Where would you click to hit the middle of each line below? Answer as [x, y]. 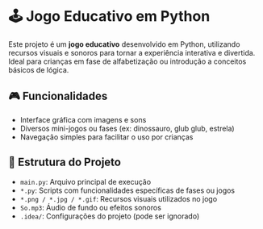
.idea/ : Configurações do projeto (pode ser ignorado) [110, 216]
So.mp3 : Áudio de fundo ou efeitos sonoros [90, 207]
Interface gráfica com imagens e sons [83, 119]
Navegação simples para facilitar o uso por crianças [106, 137]
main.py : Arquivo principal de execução [86, 181]
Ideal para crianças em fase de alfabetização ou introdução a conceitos [127, 61]
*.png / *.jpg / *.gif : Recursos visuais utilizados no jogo [119, 198]
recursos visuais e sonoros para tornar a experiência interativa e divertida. [132, 52]
